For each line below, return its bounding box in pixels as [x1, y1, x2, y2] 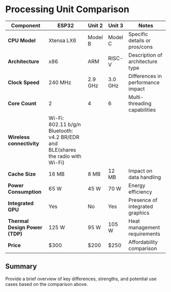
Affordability [128, 238, 158, 245]
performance [128, 79, 160, 86]
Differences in [128, 72, 162, 79]
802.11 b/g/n [48, 121, 81, 128]
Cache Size [8, 170, 36, 178]
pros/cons [128, 43, 153, 50]
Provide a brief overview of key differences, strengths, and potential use [5, 276, 157, 282]
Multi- [128, 93, 144, 100]
